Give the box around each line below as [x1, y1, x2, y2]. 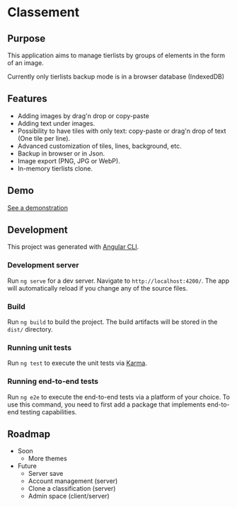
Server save [28, 470, 64, 478]
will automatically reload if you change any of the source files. [7, 284, 188, 292]
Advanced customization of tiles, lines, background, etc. [17, 141, 182, 150]
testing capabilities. [20, 407, 77, 416]
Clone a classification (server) [28, 484, 116, 493]
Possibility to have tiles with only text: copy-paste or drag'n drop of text [17, 127, 226, 135]
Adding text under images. [17, 119, 96, 127]
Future [17, 462, 37, 470]
